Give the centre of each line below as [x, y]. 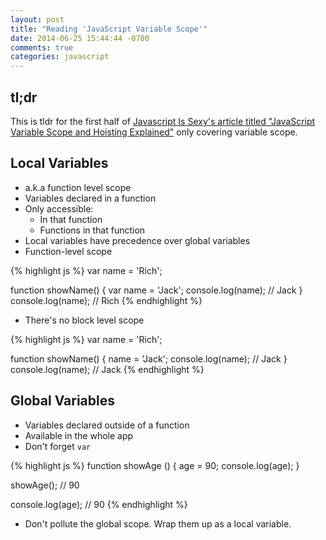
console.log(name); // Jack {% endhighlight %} [107, 369]
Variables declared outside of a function [107, 425]
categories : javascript [60, 57]
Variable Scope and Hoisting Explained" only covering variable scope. [154, 132]
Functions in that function [92, 230]
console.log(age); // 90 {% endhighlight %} [99, 504]
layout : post [37, 19]
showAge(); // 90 [45, 485]
